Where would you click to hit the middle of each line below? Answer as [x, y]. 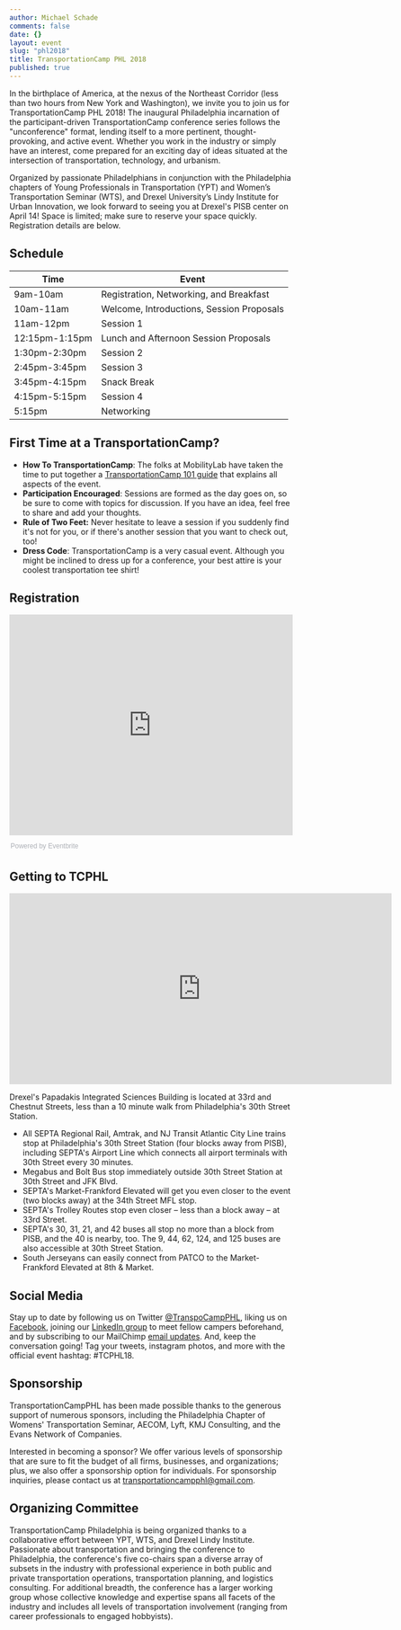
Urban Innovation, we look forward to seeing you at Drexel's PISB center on [149, 206]
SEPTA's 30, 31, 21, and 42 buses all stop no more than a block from [148, 1229]
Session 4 [122, 396]
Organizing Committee [74, 1508]
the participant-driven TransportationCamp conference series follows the [145, 121]
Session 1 [122, 323]
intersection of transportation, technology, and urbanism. [115, 160]
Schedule [37, 254]
